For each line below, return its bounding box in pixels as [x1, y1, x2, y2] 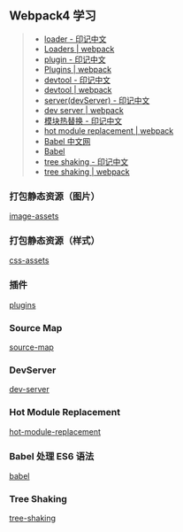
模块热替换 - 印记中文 [43, 115, 122, 126]
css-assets [9, 255, 50, 266]
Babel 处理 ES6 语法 [9, 450, 95, 462]
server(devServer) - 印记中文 [43, 95, 150, 105]
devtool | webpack [43, 84, 112, 95]
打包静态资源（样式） [9, 235, 100, 247]
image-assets [9, 211, 59, 221]
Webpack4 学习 [9, 8, 96, 24]
